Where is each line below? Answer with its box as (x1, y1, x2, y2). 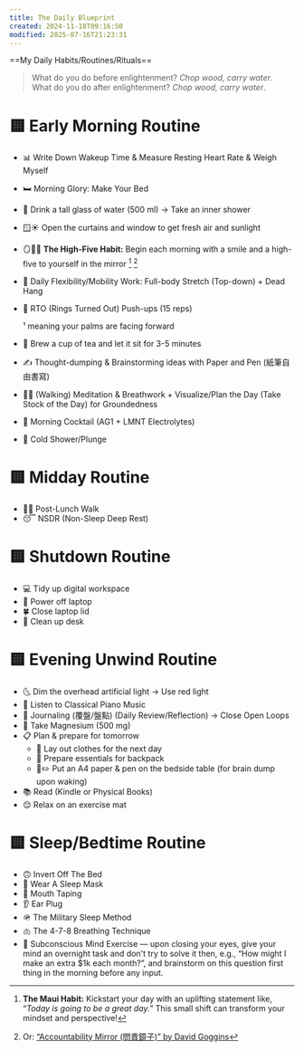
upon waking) (35, 776, 88, 787)
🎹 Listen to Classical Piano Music (22, 699, 147, 710)
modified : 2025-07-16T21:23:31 (9, 30, 128, 39)
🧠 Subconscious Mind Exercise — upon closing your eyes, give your (22, 938, 277, 949)
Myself (22, 165, 49, 177)
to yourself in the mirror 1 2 (39, 257, 138, 269)
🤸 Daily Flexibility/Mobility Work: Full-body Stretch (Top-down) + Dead (22, 275, 285, 286)
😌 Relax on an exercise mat (22, 798, 127, 810)
